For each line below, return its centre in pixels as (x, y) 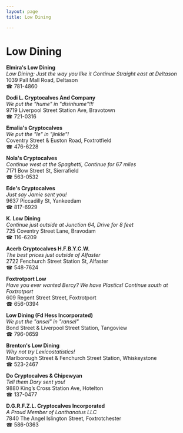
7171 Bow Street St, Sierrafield (42, 171)
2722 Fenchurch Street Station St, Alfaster (57, 261)
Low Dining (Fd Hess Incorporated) (49, 315)
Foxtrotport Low (26, 279)
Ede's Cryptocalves (31, 189)
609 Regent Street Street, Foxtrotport (51, 298)
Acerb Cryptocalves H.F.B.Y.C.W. (48, 249)
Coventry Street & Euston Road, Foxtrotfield (59, 141)
